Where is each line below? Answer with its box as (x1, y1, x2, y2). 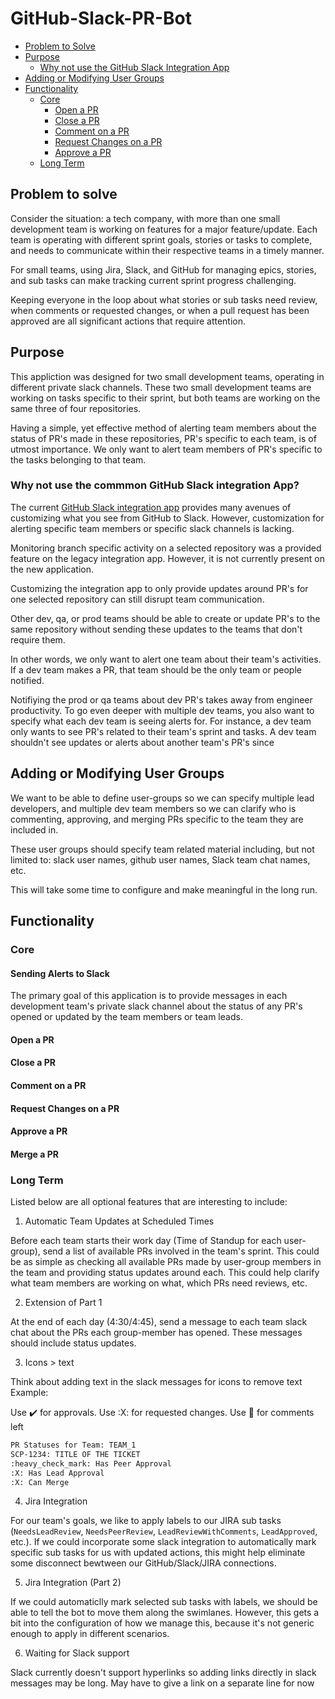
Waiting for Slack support (24, 1647, 130, 1659)
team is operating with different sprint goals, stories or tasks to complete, (10, 233, 313, 246)
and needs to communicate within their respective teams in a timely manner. (10, 244, 325, 256)
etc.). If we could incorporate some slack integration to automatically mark (10, 1536, 317, 1548)
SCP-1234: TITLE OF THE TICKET (10, 1449, 141, 1459)
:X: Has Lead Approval (10, 1468, 105, 1478)
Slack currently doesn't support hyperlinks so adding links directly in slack (10, 1667, 317, 1679)
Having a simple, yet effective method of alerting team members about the (10, 422, 317, 434)
